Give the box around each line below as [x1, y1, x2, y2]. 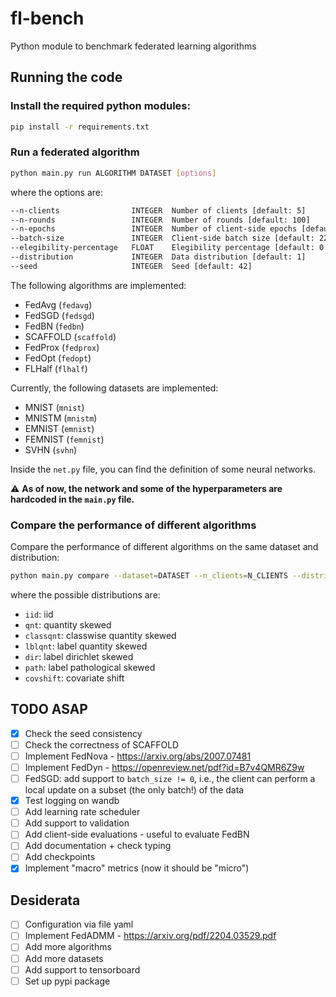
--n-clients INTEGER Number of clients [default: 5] [10, 205, 307, 216]
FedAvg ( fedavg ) [24, 298, 93, 311]
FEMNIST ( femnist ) [24, 433, 105, 445]
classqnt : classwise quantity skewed [24, 629, 177, 641]
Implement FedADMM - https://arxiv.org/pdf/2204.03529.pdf [24, 930, 277, 942]
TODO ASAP [10, 701, 88, 718]
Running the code [10, 69, 123, 86]
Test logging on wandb [24, 795, 120, 807]
